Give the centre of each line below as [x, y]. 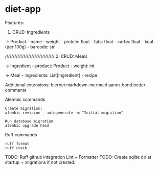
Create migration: [24, 108]
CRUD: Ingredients [31, 32]
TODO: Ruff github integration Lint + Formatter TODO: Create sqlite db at [78, 157]
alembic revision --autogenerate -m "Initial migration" [64, 113]
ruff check [16, 148]
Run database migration [29, 121]
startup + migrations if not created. [40, 162]
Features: [15, 23]
